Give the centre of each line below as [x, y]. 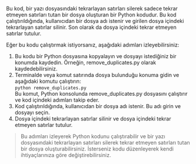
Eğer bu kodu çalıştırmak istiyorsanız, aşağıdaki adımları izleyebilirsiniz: [93, 45]
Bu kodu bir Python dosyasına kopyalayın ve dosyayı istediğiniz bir [96, 56]
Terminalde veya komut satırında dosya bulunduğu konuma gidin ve [97, 75]
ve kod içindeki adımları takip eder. [57, 100]
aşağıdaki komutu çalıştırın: [48, 81]
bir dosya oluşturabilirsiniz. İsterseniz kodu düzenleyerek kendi [97, 149]
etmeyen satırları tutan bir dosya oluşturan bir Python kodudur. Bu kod [92, 15]
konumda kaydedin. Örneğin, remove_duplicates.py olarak [85, 62]
